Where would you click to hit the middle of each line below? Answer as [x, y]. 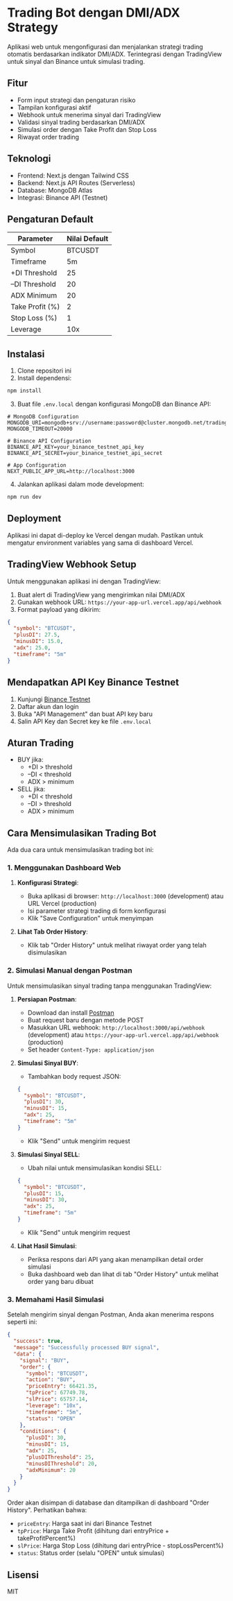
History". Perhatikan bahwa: [47, 1510]
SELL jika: [31, 789]
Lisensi [23, 1575]
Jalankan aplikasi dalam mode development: [80, 484]
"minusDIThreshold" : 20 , [61, 1464]
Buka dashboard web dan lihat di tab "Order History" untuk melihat [123, 1274]
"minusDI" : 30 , [46, 1200]
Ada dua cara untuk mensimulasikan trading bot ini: [80, 850]
